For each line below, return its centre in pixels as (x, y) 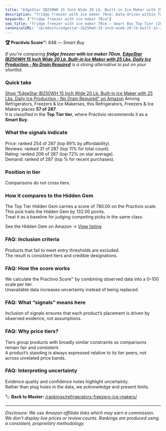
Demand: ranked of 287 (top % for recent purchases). (60, 159)
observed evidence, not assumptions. (43, 319)
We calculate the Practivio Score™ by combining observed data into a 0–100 (82, 279)
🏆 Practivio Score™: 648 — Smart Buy (45, 43)
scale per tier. (19, 284)
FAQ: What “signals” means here (45, 302)
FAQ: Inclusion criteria (32, 239)
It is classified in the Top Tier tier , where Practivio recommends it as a (76, 114)
